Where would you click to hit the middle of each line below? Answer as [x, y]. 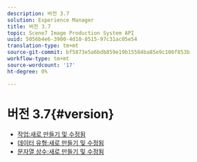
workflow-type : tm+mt [38, 59]
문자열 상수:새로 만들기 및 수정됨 [60, 152]
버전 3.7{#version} [61, 114]
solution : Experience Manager [51, 20]
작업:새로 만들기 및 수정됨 [51, 134]
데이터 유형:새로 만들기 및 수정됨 [60, 143]
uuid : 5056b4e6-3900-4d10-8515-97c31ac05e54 [72, 39]
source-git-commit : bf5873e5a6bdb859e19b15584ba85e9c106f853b [98, 53]
